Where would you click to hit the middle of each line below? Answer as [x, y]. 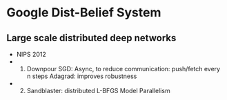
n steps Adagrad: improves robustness [82, 76]
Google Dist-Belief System [84, 13]
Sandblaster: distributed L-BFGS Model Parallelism [98, 91]
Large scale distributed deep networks [91, 38]
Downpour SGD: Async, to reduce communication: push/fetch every [124, 69]
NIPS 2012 [31, 54]
